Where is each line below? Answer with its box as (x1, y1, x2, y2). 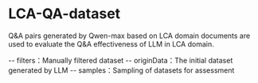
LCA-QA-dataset (8, 5, 121, 23)
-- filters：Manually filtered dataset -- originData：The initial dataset (8, 55, 233, 65)
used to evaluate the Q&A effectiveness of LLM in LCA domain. (8, 39, 215, 48)
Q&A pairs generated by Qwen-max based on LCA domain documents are (8, 31, 251, 40)
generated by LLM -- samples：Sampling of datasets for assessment (8, 65, 235, 75)
